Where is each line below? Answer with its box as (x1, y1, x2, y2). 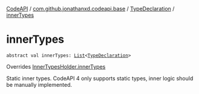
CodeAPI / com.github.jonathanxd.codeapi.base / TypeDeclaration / (6, 5, 175, 12)
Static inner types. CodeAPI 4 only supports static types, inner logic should (6, 75, 194, 82)
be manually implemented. (6, 81, 73, 88)
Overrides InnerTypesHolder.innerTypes (6, 63, 106, 70)
